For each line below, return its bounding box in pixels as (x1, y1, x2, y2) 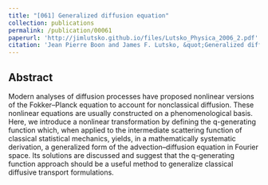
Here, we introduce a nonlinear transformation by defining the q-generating (8, 117, 257, 126)
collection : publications (8, 19, 94, 27)
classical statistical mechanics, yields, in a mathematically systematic (8, 133, 237, 143)
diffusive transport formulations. (8, 168, 114, 177)
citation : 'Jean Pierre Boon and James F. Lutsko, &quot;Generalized (8, 41, 245, 49)
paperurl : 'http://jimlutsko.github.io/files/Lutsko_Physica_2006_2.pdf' (8, 33, 259, 42)
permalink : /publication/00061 (8, 26, 112, 34)
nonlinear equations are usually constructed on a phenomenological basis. (8, 108, 253, 118)
